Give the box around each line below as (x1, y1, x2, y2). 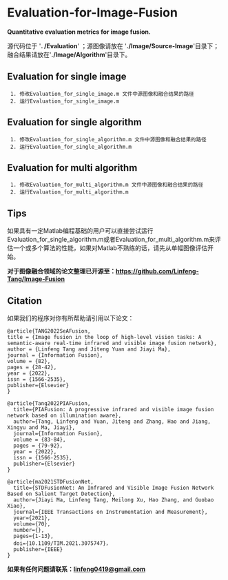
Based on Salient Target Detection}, (7, 490, 116, 497)
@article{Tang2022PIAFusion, (7, 400, 91, 407)
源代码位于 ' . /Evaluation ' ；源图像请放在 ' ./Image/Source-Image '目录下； (7, 41, 219, 50)
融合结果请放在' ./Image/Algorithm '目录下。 (7, 50, 132, 59)
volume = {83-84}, (13, 436, 67, 443)
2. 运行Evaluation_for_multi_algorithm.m (10, 189, 129, 196)
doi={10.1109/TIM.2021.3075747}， (13, 540, 112, 547)
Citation (7, 295, 43, 307)
